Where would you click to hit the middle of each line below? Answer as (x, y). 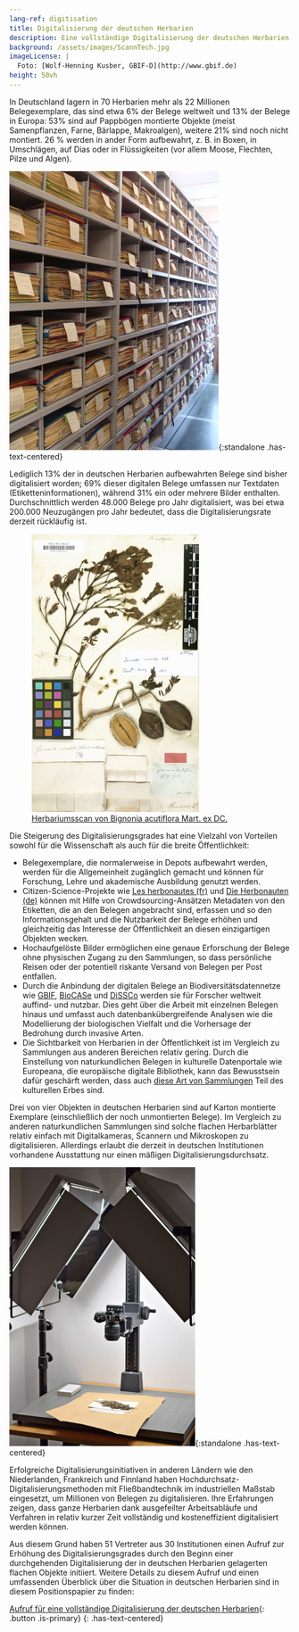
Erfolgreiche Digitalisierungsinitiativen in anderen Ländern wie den (131, 1470)
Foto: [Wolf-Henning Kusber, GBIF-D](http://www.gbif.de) (128, 66)
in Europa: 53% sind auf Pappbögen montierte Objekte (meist (122, 120)
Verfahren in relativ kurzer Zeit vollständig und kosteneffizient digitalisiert (144, 1517)
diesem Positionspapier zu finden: (72, 1591)
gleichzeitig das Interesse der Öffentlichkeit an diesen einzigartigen (146, 929)
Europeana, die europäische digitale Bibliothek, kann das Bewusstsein (151, 1071)
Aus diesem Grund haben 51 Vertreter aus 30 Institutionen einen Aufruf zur (147, 1544)
